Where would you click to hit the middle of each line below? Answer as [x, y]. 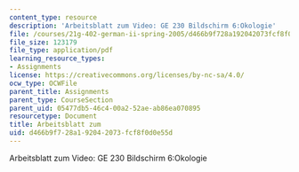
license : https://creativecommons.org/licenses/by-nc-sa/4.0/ [127, 75]
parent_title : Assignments [59, 91]
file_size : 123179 [43, 42]
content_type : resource [53, 17]
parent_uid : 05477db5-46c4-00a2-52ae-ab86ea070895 [105, 108]
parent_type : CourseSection [61, 100]
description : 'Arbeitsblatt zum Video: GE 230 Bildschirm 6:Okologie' [143, 26]
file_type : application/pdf [61, 51]
